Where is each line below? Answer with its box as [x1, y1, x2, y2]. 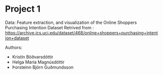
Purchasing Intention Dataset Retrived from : [5, 24, 94, 30]
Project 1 [5, 3, 40, 15]
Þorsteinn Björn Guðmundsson [12, 64, 74, 70]
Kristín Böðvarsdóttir [12, 54, 54, 59]
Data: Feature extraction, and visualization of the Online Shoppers [5, 19, 137, 25]
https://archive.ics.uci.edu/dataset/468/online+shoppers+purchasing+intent [5, 30, 158, 36]
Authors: [5, 44, 22, 50]
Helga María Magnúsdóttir [12, 59, 65, 65]
